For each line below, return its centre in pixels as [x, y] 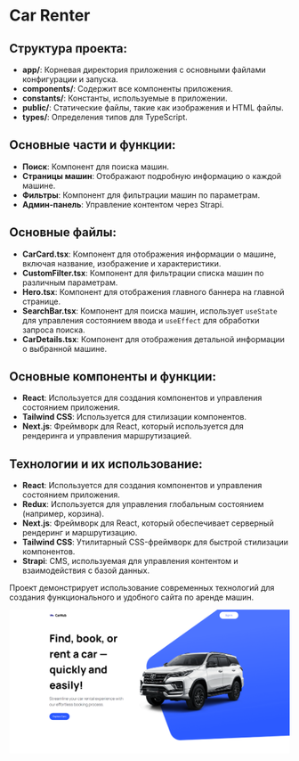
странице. [41, 301]
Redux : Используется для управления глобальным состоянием [143, 504]
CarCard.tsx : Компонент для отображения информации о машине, [149, 254]
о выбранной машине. [65, 348]
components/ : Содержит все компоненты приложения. [127, 89]
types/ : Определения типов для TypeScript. [105, 117]
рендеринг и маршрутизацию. [80, 533]
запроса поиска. [54, 330]
